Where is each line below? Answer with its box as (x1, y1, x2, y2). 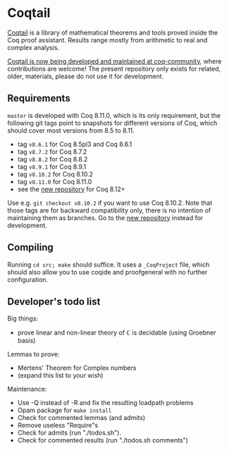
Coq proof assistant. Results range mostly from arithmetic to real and (7, 35, 208, 44)
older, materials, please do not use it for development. (7, 72, 164, 80)
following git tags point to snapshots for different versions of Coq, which (7, 119, 218, 127)
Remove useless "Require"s (17, 421, 99, 430)
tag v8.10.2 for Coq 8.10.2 (17, 169, 94, 178)
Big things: (7, 314, 39, 323)
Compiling (7, 241, 54, 253)
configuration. (7, 275, 48, 284)
